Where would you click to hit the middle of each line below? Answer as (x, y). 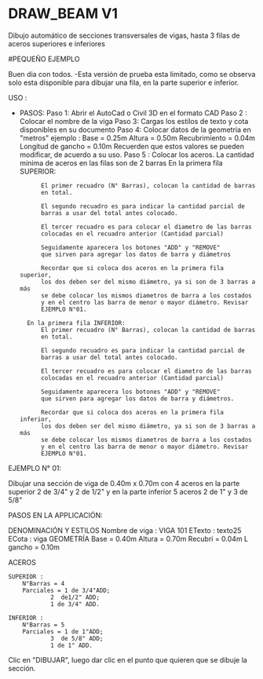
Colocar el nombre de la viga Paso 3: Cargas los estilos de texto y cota (134, 121)
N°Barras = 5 (44, 625)
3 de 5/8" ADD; (77, 638)
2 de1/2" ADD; (75, 597)
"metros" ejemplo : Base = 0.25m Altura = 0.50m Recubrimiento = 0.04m (137, 137)
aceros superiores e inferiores (57, 43)
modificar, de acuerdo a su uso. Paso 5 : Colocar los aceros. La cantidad (137, 155)
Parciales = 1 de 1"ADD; (63, 632)
